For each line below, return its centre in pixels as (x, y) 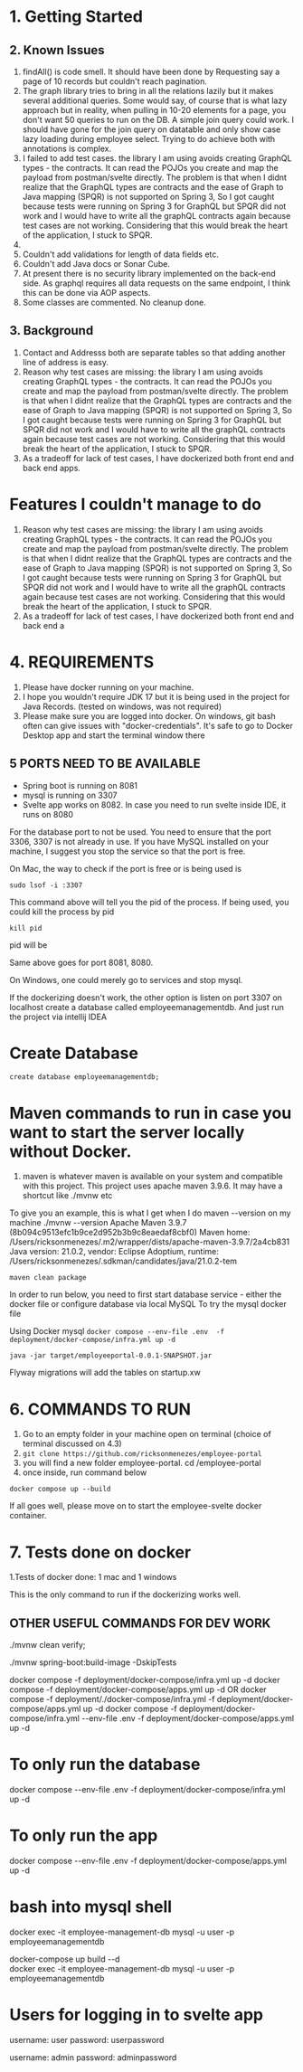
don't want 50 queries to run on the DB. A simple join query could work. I (158, 120)
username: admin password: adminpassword (93, 2057)
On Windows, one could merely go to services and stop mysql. (126, 979)
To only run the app (84, 1835)
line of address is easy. (65, 362)
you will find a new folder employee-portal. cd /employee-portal (142, 1463)
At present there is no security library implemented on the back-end (149, 274)
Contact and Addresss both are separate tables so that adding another (154, 352)
